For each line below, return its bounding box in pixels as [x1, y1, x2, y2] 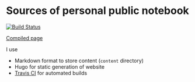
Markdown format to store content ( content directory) [14, 57, 144, 64]
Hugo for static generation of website [14, 63, 105, 70]
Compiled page [6, 34, 43, 41]
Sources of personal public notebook [6, 4, 190, 17]
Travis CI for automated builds [14, 69, 88, 76]
